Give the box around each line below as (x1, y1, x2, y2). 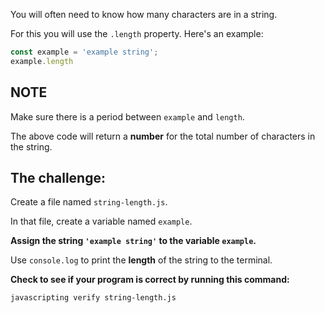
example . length (10, 56, 74, 66)
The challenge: (10, 169, 106, 186)
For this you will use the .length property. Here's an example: (10, 28, 264, 39)
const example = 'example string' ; (10, 47, 159, 57)
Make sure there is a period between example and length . (10, 110, 245, 123)
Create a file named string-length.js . (10, 196, 168, 208)
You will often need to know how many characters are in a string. (10, 9, 278, 20)
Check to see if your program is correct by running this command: (10, 274, 290, 286)
